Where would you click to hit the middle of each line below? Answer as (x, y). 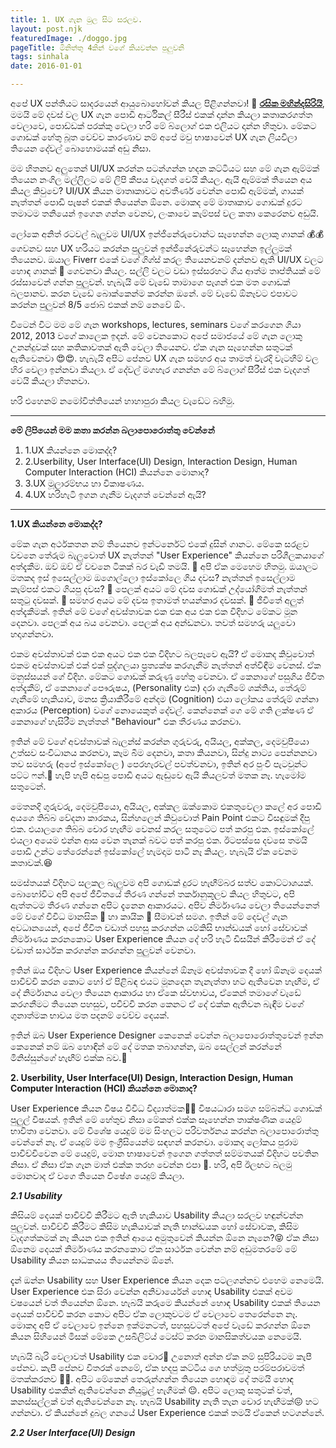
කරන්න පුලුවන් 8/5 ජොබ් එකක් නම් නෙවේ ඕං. (98, 304)
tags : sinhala (40, 57)
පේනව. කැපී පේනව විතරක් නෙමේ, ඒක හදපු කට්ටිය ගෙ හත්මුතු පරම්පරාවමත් (157, 1367)
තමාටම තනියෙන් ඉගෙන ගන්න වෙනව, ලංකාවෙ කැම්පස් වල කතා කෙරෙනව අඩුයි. (164, 213)
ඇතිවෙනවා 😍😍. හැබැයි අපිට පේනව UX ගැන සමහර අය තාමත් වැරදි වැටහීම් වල (164, 358)
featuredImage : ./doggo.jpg (69, 38)
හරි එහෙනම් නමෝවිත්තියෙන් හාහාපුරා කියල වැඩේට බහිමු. (122, 400)
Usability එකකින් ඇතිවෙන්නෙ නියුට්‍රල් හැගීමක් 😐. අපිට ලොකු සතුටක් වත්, (151, 1390)
